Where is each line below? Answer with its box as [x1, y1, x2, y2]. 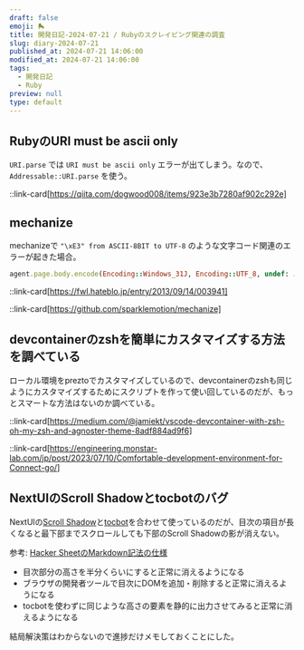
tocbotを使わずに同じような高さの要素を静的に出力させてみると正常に [22, 600, 285, 611]
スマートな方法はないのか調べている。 [16, 397, 160, 408]
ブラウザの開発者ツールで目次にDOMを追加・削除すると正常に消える [22, 577, 280, 588]
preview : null [9, 89, 63, 98]
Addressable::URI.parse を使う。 [9, 170, 133, 181]
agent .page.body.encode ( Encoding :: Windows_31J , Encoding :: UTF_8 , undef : [9, 269, 290, 278]
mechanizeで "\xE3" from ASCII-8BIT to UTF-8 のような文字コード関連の [9, 240, 283, 250]
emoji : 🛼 [9, 22, 45, 31]
